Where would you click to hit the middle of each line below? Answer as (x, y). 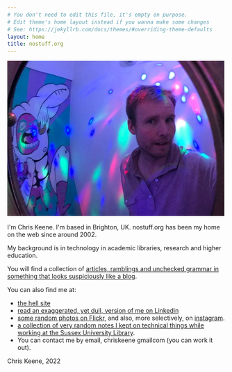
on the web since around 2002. (52, 235)
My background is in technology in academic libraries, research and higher (114, 248)
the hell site (34, 303)
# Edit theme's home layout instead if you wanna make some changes (108, 22)
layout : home (26, 37)
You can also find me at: (42, 290)
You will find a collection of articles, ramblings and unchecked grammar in (113, 269)
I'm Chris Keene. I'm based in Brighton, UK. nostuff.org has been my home (114, 227)
